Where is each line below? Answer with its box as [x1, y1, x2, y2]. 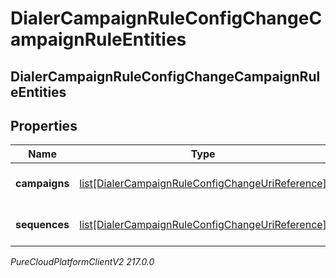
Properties [10, 117, 78, 134]
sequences [15, 218, 70, 232]
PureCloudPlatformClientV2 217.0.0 [10, 256, 155, 268]
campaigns [15, 177, 70, 191]
